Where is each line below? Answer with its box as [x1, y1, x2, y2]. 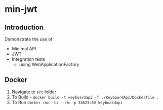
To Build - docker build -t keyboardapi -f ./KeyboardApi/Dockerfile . [11, 94, 159, 100]
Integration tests [11, 56, 45, 62]
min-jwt [4, 3, 38, 15]
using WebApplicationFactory [19, 62, 80, 67]
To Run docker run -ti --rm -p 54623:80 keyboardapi [11, 99, 123, 105]
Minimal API [11, 46, 37, 51]
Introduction [4, 23, 44, 32]
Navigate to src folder [11, 89, 57, 95]
